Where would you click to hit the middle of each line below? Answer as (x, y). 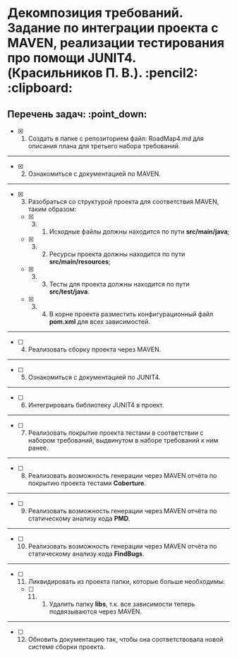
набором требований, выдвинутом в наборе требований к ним (123, 440)
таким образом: (52, 209)
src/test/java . (69, 292)
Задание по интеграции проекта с (113, 28)
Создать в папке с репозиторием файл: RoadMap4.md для (116, 138)
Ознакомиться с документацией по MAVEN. (94, 174)
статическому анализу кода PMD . (79, 518)
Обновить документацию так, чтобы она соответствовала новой (126, 639)
